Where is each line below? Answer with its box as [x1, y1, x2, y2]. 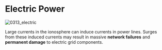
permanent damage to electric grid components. [5, 39, 103, 45]
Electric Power [5, 3, 65, 15]
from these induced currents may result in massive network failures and [5, 34, 150, 40]
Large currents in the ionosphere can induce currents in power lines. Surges [5, 29, 157, 34]
